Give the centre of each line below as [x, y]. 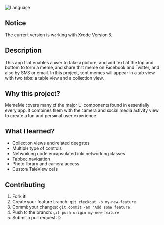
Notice [15, 23]
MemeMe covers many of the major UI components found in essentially [77, 105]
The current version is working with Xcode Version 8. [59, 35]
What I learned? [30, 131]
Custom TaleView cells [35, 169]
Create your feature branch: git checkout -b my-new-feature [74, 202]
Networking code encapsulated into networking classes [68, 154]
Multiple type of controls [37, 148]
